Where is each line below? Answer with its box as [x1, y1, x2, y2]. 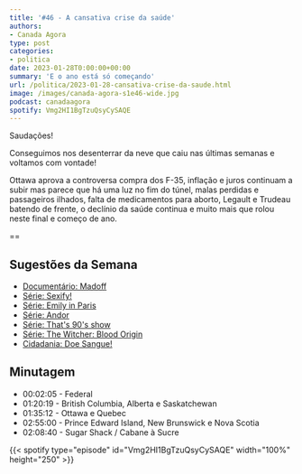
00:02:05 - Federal [22, 388, 93, 399]
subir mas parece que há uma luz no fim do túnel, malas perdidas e [9, 184, 260, 195]
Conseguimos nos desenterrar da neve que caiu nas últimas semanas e [9, 148, 275, 159]
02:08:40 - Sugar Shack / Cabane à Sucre [22, 426, 179, 438]
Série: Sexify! [22, 291, 72, 302]
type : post [9, 38, 50, 48]
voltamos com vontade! [9, 157, 97, 168]
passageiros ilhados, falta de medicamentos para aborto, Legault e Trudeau [9, 194, 291, 205]
